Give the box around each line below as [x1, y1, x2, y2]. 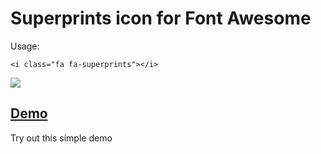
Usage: [10, 40, 40, 52]
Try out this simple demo [10, 132, 113, 144]
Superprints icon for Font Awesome [10, 7, 312, 30]
